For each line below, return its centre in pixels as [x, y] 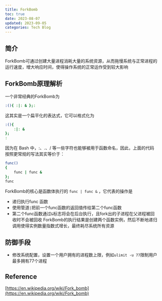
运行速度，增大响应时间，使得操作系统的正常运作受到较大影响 [67, 67]
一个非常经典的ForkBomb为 [32, 96]
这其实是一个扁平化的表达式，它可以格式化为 [50, 115]
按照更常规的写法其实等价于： [35, 154]
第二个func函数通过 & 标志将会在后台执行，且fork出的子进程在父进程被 [81, 213]
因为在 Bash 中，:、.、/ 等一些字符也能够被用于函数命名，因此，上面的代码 [80, 148]
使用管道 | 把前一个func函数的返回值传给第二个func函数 [67, 207]
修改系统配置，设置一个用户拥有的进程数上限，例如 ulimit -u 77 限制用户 [85, 255]
